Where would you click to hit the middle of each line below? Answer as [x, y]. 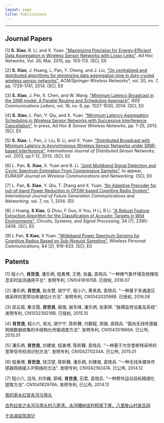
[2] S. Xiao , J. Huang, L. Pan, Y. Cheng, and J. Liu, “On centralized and [76, 70]
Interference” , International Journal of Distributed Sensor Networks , [87, 151]
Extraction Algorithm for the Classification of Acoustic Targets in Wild [75, 216]
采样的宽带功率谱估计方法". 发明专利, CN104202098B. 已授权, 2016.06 [80, 297]
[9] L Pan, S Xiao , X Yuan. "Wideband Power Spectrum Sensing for [72, 236]
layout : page [18, 10]
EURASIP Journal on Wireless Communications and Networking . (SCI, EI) [79, 176]
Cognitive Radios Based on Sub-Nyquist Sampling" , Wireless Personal [75, 241]
